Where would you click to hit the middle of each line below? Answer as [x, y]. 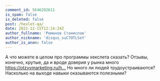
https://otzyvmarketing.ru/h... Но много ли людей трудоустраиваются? [80, 67]
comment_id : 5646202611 [30, 10]
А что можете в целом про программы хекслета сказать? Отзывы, [77, 57]
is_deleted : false [24, 19]
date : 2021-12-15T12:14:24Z [35, 29]
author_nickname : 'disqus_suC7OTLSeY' [46, 38]
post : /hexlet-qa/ [24, 24]
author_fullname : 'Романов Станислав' [46, 33]
